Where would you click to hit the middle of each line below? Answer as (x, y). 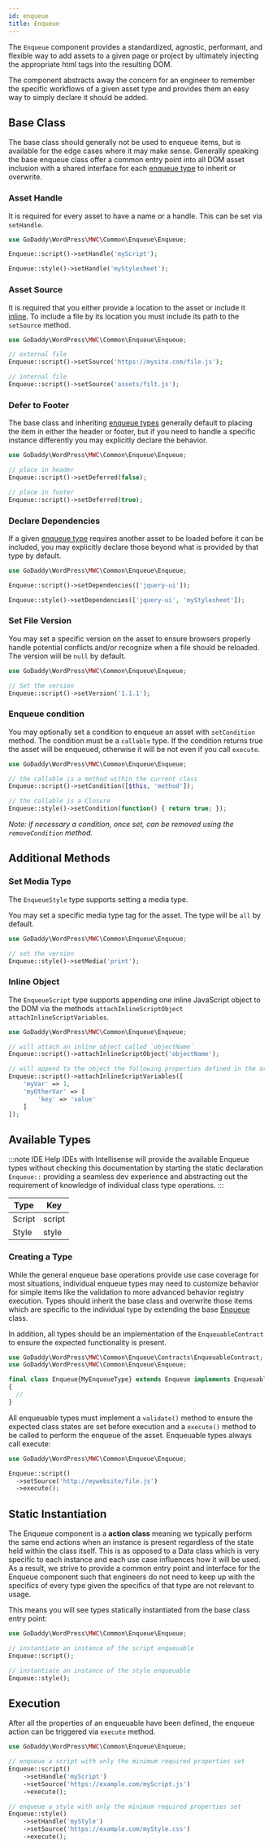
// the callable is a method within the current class (103, 779)
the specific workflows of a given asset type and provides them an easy (129, 88)
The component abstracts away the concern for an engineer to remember (132, 80)
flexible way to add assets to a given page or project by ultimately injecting (134, 55)
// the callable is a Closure (60, 801)
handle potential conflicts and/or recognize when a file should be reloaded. (134, 647)
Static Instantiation (58, 1514)
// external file (38, 354)
